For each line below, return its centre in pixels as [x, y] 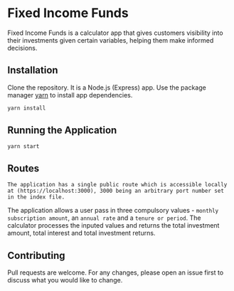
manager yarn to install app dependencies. [70, 95]
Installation [33, 70]
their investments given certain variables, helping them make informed [111, 40]
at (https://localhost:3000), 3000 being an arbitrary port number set [116, 191]
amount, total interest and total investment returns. [81, 233]
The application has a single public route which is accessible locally [117, 185]
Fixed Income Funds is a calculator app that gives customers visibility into [115, 33]
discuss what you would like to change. [65, 280]
